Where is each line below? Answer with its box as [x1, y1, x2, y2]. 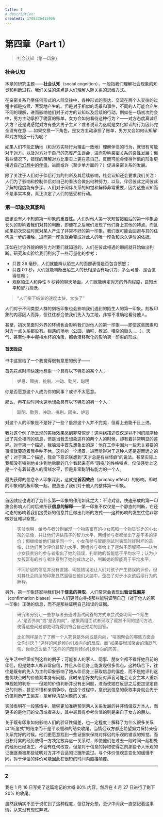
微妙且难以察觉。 [5, 516, 39, 522]
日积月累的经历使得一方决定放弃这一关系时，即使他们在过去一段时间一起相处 [5, 738, 158, 744]
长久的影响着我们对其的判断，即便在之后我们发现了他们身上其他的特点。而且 [5, 222, 158, 228]
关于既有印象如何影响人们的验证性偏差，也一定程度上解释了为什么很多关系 [5, 719, 154, 725]
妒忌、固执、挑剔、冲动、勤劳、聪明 [16, 378, 90, 384]
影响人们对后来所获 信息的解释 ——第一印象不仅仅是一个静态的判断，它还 [13, 504, 158, 509]
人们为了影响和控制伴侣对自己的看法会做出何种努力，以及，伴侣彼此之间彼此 [5, 178, 158, 184]
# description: [5, 12, 36, 16]
